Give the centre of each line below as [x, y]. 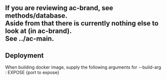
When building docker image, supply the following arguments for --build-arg [83, 67]
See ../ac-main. [30, 39]
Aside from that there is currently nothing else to [82, 23]
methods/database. [36, 16]
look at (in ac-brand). [38, 31]
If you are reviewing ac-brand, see [59, 8]
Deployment [25, 55]
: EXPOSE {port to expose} [32, 73]
